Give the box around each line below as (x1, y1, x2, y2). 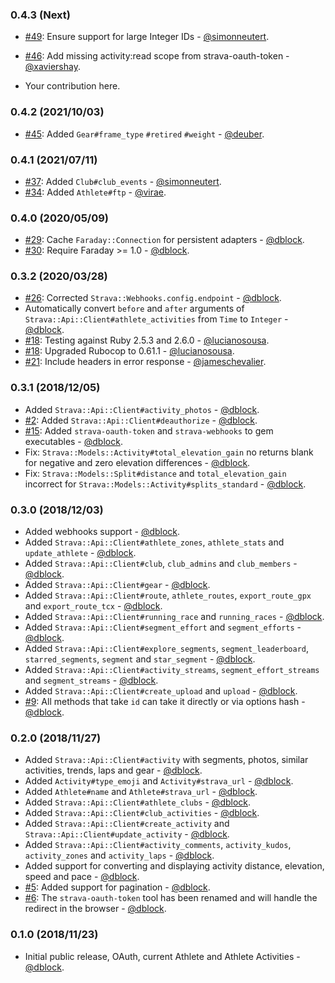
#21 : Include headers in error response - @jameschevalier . (24, 356, 267, 368)
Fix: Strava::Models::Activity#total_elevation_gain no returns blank (24, 446, 314, 458)
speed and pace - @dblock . (24, 871, 140, 883)
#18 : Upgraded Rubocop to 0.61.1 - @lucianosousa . (24, 345, 235, 357)
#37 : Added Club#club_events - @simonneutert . (24, 175, 222, 187)
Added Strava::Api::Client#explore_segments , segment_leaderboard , (24, 643, 310, 655)
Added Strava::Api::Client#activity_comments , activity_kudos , (24, 839, 292, 851)
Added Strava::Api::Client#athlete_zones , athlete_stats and (24, 536, 285, 548)
